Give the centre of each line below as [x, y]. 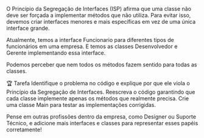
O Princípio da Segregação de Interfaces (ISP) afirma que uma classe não [99, 9]
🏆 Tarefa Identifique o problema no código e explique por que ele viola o [98, 83]
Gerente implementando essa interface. [56, 53]
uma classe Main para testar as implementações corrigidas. [81, 105]
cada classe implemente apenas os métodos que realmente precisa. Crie [98, 98]
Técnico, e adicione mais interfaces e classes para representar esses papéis [102, 123]
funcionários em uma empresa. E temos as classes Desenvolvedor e [92, 46]
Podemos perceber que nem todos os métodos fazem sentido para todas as [102, 64]
